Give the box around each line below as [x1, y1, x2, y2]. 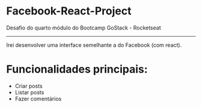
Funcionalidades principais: [6, 63, 148, 76]
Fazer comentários [14, 95, 62, 102]
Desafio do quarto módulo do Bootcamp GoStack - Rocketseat [6, 24, 161, 31]
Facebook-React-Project [6, 4, 132, 18]
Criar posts [14, 82, 43, 90]
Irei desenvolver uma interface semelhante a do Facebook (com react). [6, 41, 182, 49]
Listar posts [14, 88, 44, 96]
